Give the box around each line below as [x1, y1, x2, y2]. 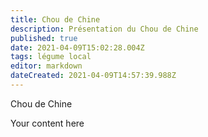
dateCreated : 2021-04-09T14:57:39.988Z [10, 71, 177, 81]
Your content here [10, 117, 85, 129]
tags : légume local [10, 52, 92, 62]
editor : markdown [10, 61, 83, 71]
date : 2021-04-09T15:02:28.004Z [10, 42, 145, 53]
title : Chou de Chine [10, 14, 101, 25]
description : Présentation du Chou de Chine [10, 24, 199, 34]
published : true [10, 33, 78, 43]
